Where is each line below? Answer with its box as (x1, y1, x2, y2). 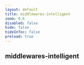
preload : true (5, 34, 34, 39)
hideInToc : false (5, 30, 40, 34)
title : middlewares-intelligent (5, 12, 70, 16)
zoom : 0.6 (5, 16, 25, 21)
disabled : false (5, 20, 38, 26)
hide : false (5, 25, 29, 30)
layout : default (5, 7, 38, 12)
